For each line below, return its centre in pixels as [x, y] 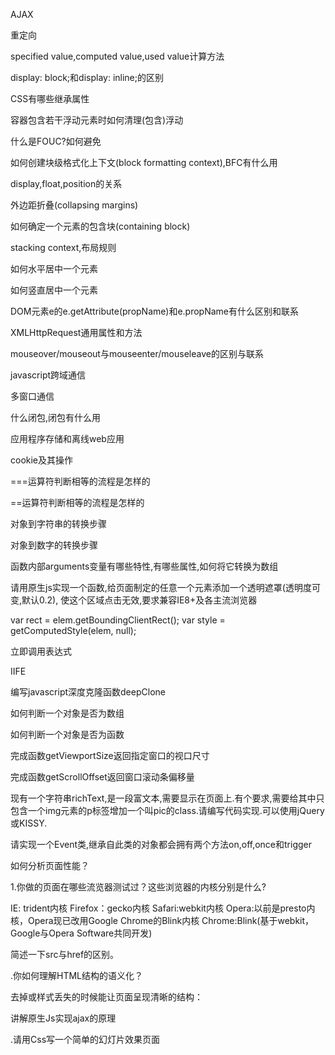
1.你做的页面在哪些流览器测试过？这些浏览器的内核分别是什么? [138, 887]
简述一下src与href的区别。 [65, 954]
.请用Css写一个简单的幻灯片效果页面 [85, 1039]
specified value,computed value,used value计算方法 [117, 56]
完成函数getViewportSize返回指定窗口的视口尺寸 [110, 755]
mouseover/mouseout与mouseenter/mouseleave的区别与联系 [137, 353]
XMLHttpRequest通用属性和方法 [76, 332]
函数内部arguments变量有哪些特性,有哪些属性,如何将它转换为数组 [144, 566]
